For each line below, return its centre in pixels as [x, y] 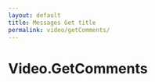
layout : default [34, 15]
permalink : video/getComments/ [59, 30]
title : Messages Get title [52, 23]
